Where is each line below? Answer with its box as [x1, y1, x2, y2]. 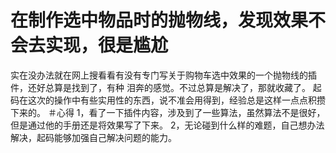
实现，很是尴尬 [45, 34, 169, 57]
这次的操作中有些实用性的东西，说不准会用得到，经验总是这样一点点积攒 [27, 94, 326, 106]
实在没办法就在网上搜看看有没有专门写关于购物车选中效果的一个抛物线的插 [10, 69, 317, 81]
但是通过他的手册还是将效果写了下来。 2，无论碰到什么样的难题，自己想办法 [10, 119, 325, 131]
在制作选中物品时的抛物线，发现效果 [10, 9, 309, 32]
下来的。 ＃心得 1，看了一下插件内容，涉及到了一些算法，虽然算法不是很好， [10, 106, 326, 118]
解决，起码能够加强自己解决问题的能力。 [10, 131, 177, 143]
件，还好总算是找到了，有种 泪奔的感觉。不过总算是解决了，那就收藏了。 [10, 81, 311, 93]
